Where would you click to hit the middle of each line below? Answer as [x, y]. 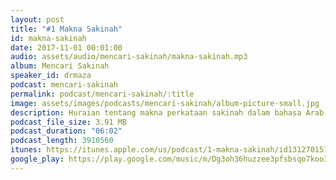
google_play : [37, 159]
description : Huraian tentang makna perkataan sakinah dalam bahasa [156, 112]
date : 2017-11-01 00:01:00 [66, 47]
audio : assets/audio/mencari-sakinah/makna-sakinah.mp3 [129, 57]
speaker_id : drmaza [51, 76]
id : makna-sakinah [48, 38]
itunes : [26, 150]
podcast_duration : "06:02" [66, 131]
